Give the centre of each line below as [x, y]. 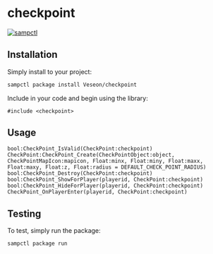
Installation [32, 55]
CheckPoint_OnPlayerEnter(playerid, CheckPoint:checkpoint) [98, 192]
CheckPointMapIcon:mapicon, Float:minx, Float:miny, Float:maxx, [105, 161]
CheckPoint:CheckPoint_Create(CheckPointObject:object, [91, 155]
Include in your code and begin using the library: [78, 98]
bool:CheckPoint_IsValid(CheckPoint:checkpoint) [80, 149]
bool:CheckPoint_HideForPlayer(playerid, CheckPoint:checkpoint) [105, 186]
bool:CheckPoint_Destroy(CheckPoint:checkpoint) [80, 174]
